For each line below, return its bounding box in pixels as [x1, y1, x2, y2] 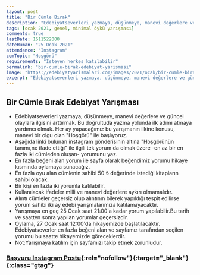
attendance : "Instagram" [6, 48, 68, 53]
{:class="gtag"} [6, 261, 54, 269]
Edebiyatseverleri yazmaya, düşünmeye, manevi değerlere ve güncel [14, 112, 184, 119]
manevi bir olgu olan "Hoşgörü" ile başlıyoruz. [14, 131, 128, 138]
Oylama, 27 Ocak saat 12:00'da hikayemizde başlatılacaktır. [14, 220, 161, 227]
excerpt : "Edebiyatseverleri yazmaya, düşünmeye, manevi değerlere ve [6, 75, 185, 81]
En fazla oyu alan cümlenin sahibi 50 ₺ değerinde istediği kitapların [14, 169, 179, 176]
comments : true [6, 31, 44, 37]
